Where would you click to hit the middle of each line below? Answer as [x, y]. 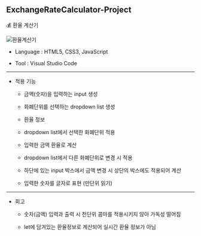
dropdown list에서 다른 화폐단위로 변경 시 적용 [78, 158]
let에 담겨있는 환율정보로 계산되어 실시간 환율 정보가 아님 [90, 226]
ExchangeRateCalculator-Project [69, 10]
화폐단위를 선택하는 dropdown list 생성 [69, 107]
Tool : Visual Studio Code [46, 63]
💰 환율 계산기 [22, 25]
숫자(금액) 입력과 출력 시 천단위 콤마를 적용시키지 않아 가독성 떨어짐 [102, 214]
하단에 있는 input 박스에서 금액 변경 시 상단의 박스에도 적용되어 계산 [102, 170]
